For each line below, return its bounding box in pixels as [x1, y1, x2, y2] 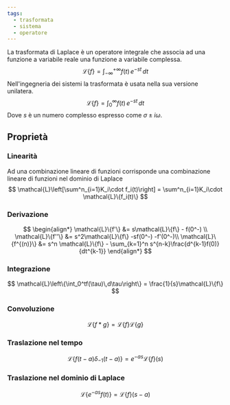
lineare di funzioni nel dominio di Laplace [7, 174, 124, 183]
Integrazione [7, 264, 51, 274]
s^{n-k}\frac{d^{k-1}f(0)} [150, 240, 220, 248]
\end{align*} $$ [107, 247, 152, 255]
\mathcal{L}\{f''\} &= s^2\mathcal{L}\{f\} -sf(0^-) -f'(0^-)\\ [14, 233, 180, 241]
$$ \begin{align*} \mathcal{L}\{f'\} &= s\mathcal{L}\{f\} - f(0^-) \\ [23, 225, 208, 233]
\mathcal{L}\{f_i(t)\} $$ [82, 192, 148, 200]
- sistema [13, 23, 41, 30]
